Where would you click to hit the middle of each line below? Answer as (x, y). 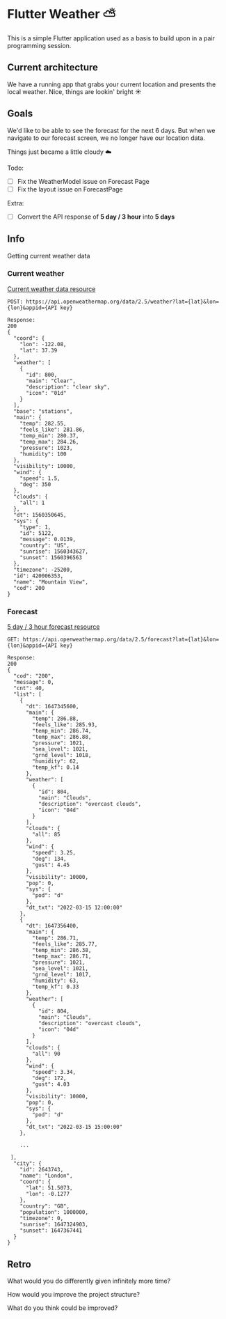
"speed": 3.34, (54, 1072)
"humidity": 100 (43, 454)
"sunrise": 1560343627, (54, 552)
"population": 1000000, (54, 1212)
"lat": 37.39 (39, 350)
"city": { (27, 1164)
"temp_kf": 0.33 (56, 987)
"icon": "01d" (46, 393)
